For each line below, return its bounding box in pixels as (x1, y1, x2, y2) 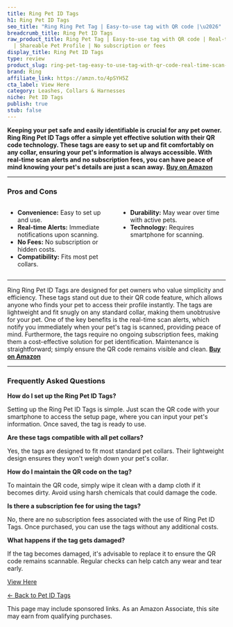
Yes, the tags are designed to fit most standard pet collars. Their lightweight (7, 447, 224, 455)
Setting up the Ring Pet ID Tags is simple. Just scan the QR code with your (7, 405, 220, 413)
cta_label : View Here (7, 81, 70, 88)
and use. (17, 216, 43, 224)
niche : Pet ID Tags (7, 94, 64, 101)
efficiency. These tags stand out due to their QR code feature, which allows (7, 293, 223, 302)
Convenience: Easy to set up (17, 209, 101, 217)
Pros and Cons (7, 187, 58, 196)
